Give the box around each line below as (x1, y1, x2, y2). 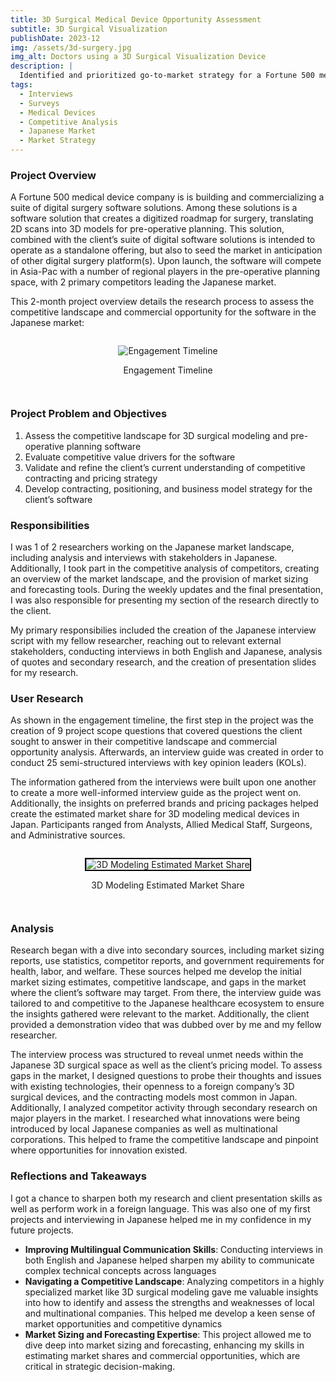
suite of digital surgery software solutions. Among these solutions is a (10, 202, 298, 214)
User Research (10, 691, 84, 705)
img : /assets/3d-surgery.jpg (10, 42, 132, 53)
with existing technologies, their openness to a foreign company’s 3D (10, 1081, 295, 1093)
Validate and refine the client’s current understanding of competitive (24, 461, 306, 473)
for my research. (10, 666, 79, 678)
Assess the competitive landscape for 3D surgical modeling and (24, 429, 288, 441)
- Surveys (19, 98, 60, 108)
